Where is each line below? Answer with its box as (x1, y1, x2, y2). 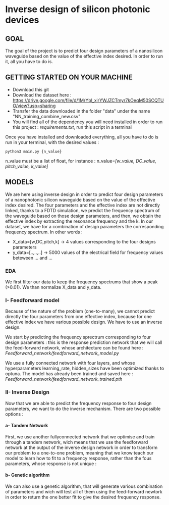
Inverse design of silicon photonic (5, 4, 150, 15)
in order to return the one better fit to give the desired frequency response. (5, 494, 161, 500)
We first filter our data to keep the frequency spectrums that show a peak (5, 279, 158, 285)
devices (5, 14, 39, 26)
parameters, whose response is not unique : (5, 461, 97, 467)
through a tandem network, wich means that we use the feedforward (5, 439, 148, 445)
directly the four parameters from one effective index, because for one (5, 314, 152, 320)
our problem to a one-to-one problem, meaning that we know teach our (5, 449, 154, 456)
